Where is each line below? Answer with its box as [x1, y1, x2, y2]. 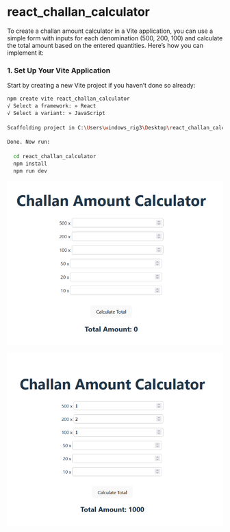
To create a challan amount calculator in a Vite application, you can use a [7, 27, 214, 35]
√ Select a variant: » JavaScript [7, 110, 106, 116]
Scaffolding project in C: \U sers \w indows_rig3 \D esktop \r [7, 124, 173, 131]
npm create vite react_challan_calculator [7, 95, 130, 103]
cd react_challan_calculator [13, 153, 97, 160]
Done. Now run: [7, 138, 51, 146]
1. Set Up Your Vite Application [7, 66, 111, 75]
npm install [13, 160, 48, 168]
